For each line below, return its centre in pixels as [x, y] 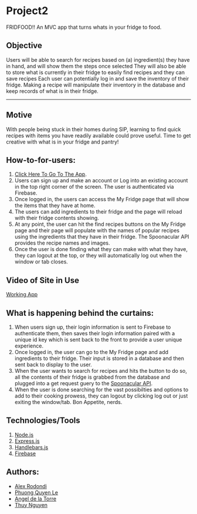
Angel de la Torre [35, 499]
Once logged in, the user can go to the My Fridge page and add [91, 352]
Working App [22, 295]
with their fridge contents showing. [57, 218]
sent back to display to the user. [53, 365]
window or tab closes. [41, 262]
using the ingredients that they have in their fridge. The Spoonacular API [102, 237]
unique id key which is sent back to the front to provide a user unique [98, 340]
